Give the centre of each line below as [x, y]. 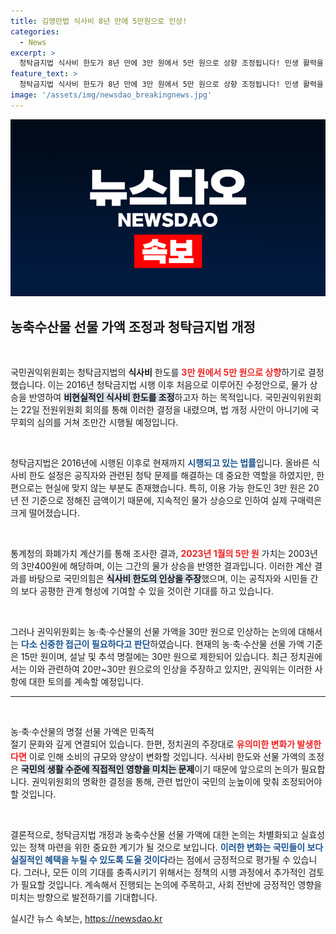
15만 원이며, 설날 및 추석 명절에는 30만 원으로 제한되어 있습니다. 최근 [154, 657]
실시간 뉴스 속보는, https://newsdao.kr [86, 919]
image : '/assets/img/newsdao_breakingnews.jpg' [111, 95]
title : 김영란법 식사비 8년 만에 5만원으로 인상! [99, 21]
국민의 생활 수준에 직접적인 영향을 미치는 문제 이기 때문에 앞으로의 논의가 [159, 769]
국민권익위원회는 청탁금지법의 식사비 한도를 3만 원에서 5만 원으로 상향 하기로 [158, 372]
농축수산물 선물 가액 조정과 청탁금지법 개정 [133, 326]
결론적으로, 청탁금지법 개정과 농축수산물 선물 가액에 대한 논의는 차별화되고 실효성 [168, 835]
